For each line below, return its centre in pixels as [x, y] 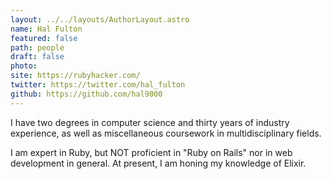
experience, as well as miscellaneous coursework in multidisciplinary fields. [166, 133]
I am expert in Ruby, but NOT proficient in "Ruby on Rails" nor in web [151, 152]
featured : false [44, 38]
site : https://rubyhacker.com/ [75, 76]
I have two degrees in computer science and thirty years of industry [150, 122]
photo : [24, 66]
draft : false [37, 57]
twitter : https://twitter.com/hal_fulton [98, 85]
